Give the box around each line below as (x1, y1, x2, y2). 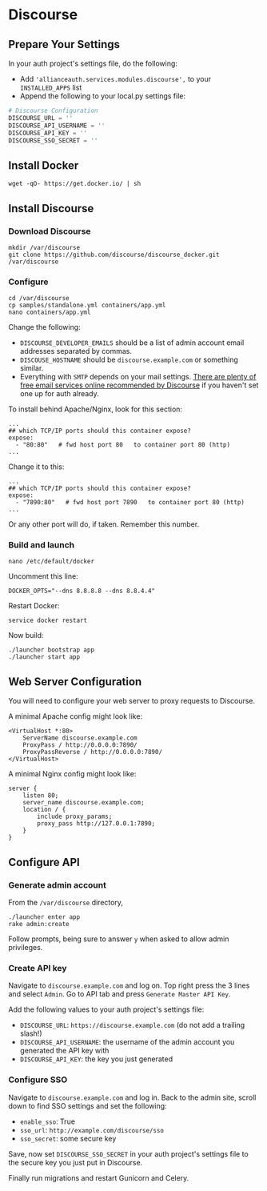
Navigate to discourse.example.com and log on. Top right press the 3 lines (8, 980, 250, 990)
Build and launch (8, 539, 75, 551)
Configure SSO (8, 1074, 68, 1085)
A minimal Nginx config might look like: (8, 769, 137, 779)
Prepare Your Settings (8, 38, 121, 51)
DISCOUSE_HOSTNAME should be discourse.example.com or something (19, 355, 238, 365)
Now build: (8, 631, 44, 640)
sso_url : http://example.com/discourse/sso (19, 1125, 164, 1134)
